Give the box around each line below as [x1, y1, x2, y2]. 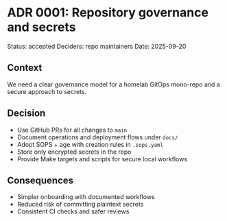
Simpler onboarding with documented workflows [16, 193, 156, 201]
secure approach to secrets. [7, 87, 87, 95]
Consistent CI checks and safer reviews [16, 207, 130, 216]
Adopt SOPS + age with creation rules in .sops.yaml [16, 140, 163, 148]
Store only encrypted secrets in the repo [16, 148, 132, 156]
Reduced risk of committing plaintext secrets [16, 200, 144, 209]
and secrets [7, 19, 76, 35]
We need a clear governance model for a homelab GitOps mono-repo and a [7, 80, 221, 89]
